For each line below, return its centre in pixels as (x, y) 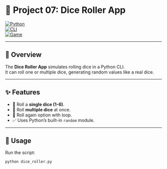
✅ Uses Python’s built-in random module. (53, 120)
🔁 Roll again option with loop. (42, 115)
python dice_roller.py (29, 162)
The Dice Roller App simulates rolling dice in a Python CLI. (65, 67)
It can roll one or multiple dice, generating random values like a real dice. (80, 72)
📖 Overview (23, 55)
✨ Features (23, 92)
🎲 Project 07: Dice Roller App (65, 10)
